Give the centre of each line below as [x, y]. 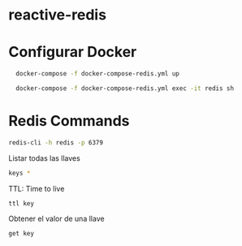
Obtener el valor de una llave [56, 219]
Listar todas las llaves [45, 158]
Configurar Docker [73, 52]
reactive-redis [58, 15]
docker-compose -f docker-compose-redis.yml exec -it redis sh [125, 88]
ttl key [22, 203]
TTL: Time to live [37, 188]
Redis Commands [69, 121]
